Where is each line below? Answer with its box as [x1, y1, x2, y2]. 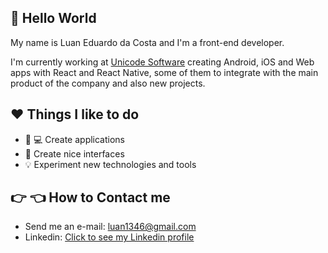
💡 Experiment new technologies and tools [24, 158, 197, 170]
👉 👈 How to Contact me [10, 189, 171, 206]
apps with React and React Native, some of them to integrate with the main [10, 66, 319, 78]
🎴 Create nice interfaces [24, 147, 125, 160]
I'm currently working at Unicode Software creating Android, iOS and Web [10, 56, 315, 68]
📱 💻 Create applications [24, 133, 126, 145]
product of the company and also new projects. [10, 77, 206, 89]
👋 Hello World [10, 10, 97, 27]
